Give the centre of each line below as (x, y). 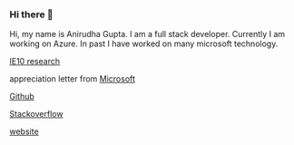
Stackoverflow (36, 114)
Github (22, 97)
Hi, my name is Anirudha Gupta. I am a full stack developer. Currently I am (147, 34)
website (24, 131)
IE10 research (35, 62)
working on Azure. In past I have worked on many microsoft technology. (144, 43)
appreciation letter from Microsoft (73, 79)
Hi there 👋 (32, 14)
